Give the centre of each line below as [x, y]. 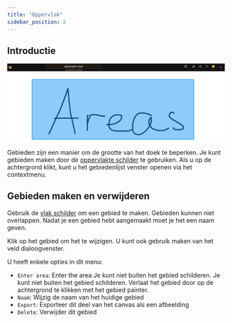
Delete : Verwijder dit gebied [57, 312]
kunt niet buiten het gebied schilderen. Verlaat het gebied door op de [115, 282]
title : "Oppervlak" [35, 15]
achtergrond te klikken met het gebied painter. [83, 290]
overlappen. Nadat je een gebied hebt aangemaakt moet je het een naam [111, 220]
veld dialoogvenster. [36, 248]
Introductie [32, 51]
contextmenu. [27, 174]
